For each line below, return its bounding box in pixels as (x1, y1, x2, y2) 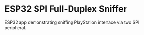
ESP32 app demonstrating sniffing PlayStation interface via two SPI (4, 19, 140, 25)
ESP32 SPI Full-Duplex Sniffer (4, 3, 127, 15)
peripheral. (4, 24, 27, 30)
